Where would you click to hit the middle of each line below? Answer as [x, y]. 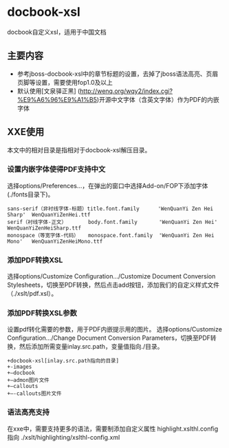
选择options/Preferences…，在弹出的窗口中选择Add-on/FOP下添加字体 [108, 185]
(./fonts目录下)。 [31, 194]
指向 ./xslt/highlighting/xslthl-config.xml [64, 437]
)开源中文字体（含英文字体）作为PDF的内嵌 [158, 99]
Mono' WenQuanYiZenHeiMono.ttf [55, 241]
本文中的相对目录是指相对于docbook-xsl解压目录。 [79, 150]
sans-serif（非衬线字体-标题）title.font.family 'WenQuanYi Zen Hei [110, 208]
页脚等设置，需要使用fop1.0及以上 [65, 82]
